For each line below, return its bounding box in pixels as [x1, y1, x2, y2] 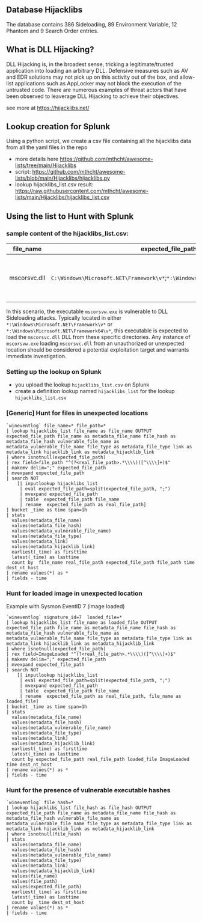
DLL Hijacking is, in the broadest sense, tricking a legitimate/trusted [6, 60, 174, 68]
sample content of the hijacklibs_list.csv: [6, 229, 129, 237]
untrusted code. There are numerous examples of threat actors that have [6, 86, 187, 93]
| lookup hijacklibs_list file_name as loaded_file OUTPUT [6, 620, 158, 626]
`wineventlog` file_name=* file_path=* [6, 423, 106, 429]
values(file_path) [11, 879, 58, 885]
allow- [179, 73, 195, 81]
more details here [14, 156, 59, 163]
